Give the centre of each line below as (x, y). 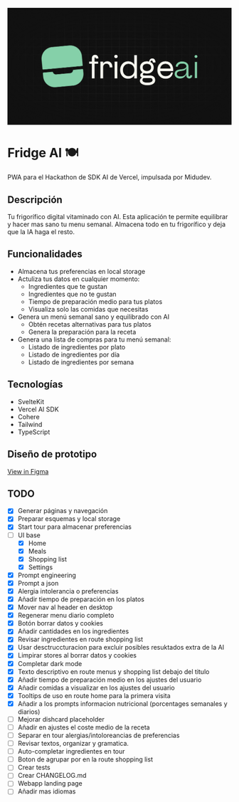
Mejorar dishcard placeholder (61, 719)
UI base (29, 535)
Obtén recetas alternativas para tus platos (90, 324)
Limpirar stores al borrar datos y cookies (77, 655)
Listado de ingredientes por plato (77, 347)
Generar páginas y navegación (63, 511)
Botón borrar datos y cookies (60, 623)
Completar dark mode (50, 663)
